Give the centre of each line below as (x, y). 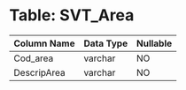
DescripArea (40, 72)
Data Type (106, 43)
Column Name (44, 43)
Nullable (154, 43)
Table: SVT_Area (72, 15)
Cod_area (34, 58)
